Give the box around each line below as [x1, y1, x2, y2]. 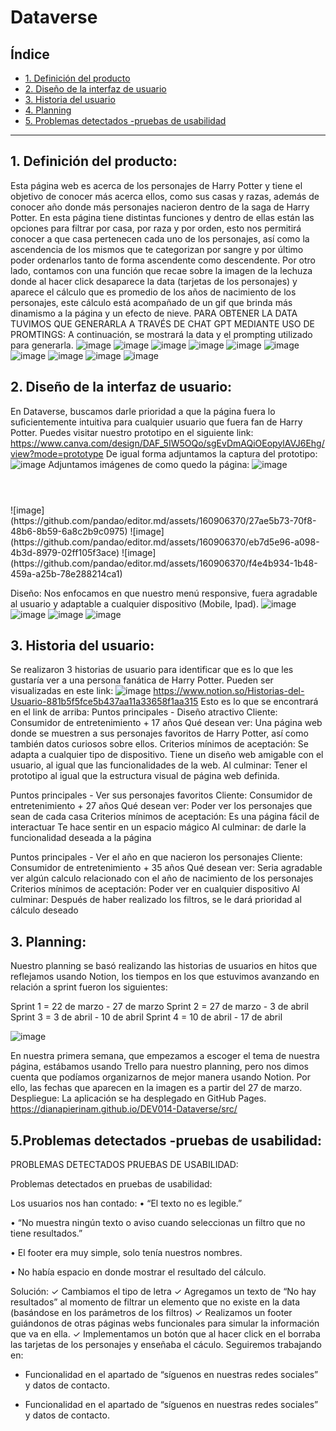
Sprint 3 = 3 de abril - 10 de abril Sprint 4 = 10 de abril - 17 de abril [10, 1011, 283, 1023]
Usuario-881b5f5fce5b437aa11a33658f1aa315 [10, 696, 199, 708]
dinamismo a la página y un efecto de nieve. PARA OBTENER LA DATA [10, 307, 298, 319]
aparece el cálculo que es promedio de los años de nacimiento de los [10, 286, 297, 298]
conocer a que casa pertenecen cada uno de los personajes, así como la [10, 232, 310, 245]
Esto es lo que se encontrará [200, 696, 319, 708]
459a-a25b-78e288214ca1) [10, 567, 123, 580]
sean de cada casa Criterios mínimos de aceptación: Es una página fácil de [10, 811, 320, 823]
